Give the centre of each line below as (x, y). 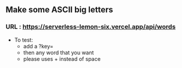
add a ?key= (38, 46)
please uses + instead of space (62, 58)
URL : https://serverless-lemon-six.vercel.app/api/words (91, 27)
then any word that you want (58, 52)
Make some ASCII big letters (59, 10)
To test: (24, 40)
